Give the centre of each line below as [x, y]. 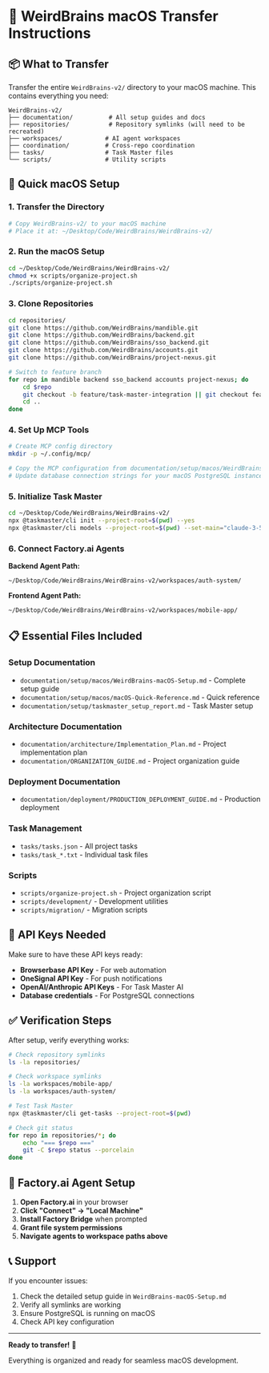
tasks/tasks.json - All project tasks [79, 846]
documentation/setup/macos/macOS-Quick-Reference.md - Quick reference [140, 697]
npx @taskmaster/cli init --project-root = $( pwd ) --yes [102, 520]
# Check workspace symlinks [55, 1077]
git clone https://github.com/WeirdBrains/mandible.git [103, 328]
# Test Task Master [41, 1106]
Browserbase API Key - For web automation [93, 970]
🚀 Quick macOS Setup [64, 184]
